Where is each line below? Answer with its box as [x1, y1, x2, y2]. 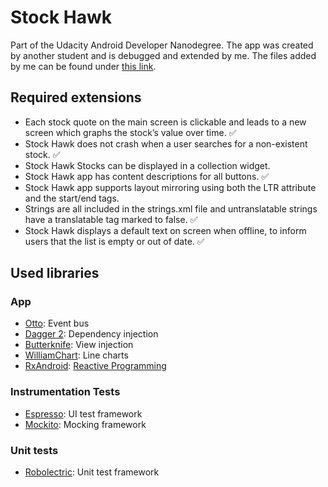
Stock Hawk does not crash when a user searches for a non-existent [24, 137, 308, 150]
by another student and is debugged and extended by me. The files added [10, 49, 317, 61]
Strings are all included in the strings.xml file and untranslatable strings [24, 202, 318, 215]
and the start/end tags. [24, 192, 120, 204]
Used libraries [10, 265, 100, 282]
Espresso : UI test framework [24, 407, 143, 420]
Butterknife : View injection [24, 339, 134, 351]
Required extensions [10, 89, 142, 106]
